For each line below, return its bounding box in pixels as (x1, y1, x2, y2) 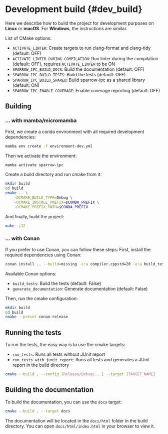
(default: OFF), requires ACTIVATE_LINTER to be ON (12, 61, 115, 67)
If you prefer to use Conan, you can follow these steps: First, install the (5, 246, 151, 252)
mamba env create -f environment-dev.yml (5, 143, 93, 149)
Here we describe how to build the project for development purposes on (5, 20, 154, 26)
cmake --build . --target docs (5, 408, 70, 413)
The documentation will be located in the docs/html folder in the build (5, 417, 148, 423)
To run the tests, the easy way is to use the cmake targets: (5, 342, 125, 348)
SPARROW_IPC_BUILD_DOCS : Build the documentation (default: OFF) (12, 66, 145, 72)
